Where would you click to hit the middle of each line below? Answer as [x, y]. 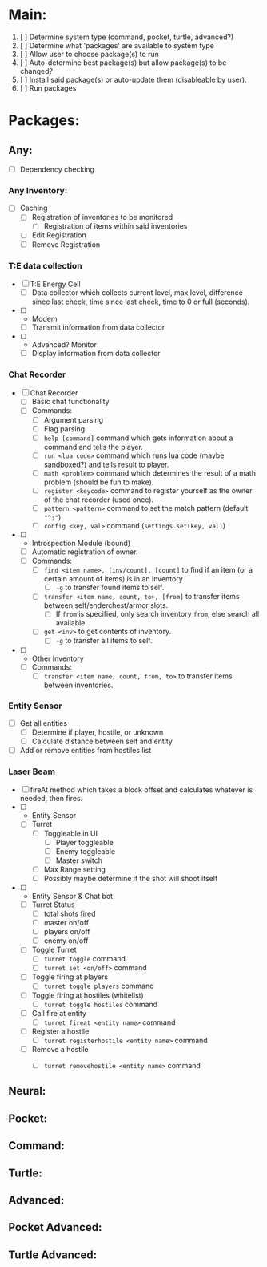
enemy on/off [66, 941]
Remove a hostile [60, 1049]
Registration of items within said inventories [116, 226]
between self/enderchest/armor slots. [106, 605]
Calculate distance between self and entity [102, 741]
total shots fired [70, 913]
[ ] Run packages [48, 88]
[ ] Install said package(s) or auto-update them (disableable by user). [133, 79]
